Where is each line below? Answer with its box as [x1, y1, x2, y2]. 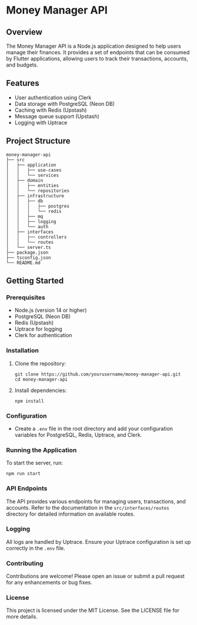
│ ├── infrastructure [6, 192, 65, 199]
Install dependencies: [14, 387, 67, 394]
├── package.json [6, 250, 49, 255]
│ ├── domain [6, 177, 44, 183]
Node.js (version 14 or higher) [14, 307, 87, 314]
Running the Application [6, 446, 77, 454]
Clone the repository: [14, 360, 66, 367]
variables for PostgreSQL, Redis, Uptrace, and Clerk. [14, 431, 142, 438]
